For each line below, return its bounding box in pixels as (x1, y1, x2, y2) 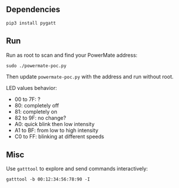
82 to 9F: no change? (14, 114, 66, 121)
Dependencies (6, 5, 60, 15)
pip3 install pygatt (6, 20, 57, 26)
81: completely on (14, 108, 57, 115)
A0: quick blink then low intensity (14, 120, 95, 127)
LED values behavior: (6, 84, 57, 91)
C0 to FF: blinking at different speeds (14, 133, 104, 140)
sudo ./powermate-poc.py (6, 62, 67, 69)
